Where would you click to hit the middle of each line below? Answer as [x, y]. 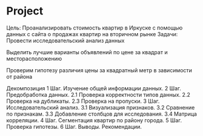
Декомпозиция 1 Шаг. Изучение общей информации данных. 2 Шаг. [94, 88]
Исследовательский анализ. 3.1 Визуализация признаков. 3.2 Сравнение [101, 107]
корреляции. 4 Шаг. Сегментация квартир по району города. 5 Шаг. [94, 120]
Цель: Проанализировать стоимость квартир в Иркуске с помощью [95, 28]
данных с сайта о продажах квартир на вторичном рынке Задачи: [92, 34]
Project [25, 11]
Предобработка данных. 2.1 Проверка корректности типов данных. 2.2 [98, 94]
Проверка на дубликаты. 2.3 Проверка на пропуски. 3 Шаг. [83, 101]
